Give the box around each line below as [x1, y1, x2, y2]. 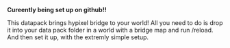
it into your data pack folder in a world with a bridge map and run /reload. [7, 26, 214, 34]
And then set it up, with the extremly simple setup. [7, 33, 149, 41]
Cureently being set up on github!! [7, 6, 107, 14]
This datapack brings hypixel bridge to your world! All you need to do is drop [7, 19, 223, 26]
